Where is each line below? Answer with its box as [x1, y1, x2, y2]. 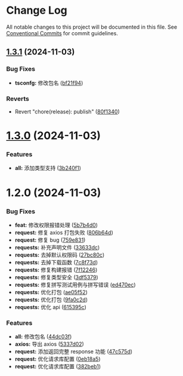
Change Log [6, 4, 67, 17]
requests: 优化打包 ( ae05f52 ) [14, 288, 88, 295]
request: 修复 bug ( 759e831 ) [14, 236, 86, 244]
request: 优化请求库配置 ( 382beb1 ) [14, 363, 101, 370]
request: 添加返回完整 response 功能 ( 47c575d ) [14, 348, 133, 355]
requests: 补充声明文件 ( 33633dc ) [14, 244, 100, 251]
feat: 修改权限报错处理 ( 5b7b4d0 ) [14, 221, 98, 229]
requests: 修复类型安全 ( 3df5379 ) [14, 273, 98, 281]
